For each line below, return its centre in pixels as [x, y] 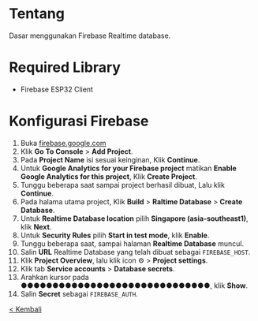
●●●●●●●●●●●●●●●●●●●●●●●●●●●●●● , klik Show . [134, 286]
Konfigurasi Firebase [79, 121]
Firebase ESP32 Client [57, 89]
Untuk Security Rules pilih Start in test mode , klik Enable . [115, 235]
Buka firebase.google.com [63, 143]
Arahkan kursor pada [54, 277]
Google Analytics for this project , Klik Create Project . [109, 176]
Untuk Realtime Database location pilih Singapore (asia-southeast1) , [134, 218]
